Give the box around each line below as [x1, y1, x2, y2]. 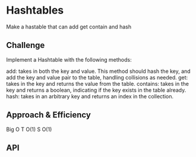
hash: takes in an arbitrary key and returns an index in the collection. [6, 92, 174, 100]
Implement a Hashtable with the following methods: [6, 56, 132, 63]
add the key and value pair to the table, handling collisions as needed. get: [6, 73, 188, 81]
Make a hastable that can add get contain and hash [6, 23, 132, 30]
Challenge [6, 40, 45, 50]
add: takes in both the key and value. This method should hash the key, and [6, 68, 191, 75]
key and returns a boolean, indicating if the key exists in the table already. [6, 86, 186, 94]
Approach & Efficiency [6, 110, 91, 120]
